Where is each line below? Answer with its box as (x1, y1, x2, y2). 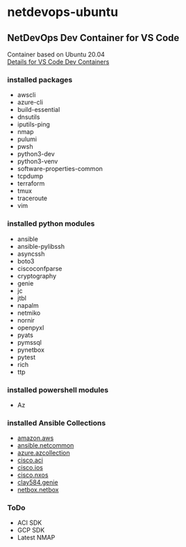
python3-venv (17, 157, 58, 165)
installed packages (7, 74, 73, 84)
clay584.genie (17, 478, 58, 487)
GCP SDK (17, 526, 45, 534)
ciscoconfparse (17, 264, 62, 272)
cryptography (17, 272, 57, 280)
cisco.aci (17, 456, 44, 464)
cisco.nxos (17, 471, 49, 480)
